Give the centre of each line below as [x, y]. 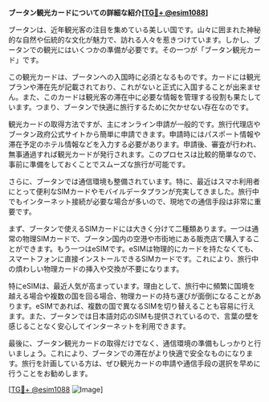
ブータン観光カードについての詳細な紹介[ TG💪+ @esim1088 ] [108, 12]
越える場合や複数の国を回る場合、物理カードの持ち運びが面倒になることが [131, 296]
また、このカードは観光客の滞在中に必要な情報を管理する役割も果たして [142, 97]
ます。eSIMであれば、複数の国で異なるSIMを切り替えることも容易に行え [135, 306]
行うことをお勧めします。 [50, 373]
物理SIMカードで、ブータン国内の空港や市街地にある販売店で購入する [137, 239]
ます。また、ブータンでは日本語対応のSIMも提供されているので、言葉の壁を [134, 316]
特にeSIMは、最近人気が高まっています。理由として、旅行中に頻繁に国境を [132, 286]
